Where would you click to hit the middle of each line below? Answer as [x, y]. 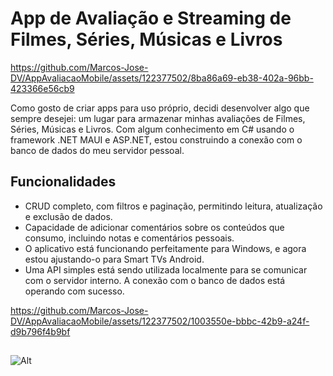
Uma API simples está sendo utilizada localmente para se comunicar [166, 269]
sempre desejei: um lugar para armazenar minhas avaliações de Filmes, [158, 118]
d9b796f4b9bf [40, 331]
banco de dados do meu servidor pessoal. [97, 150]
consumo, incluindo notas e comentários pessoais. [129, 238]
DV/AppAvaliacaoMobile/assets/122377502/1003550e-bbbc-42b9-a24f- [160, 321]
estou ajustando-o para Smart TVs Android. [114, 259]
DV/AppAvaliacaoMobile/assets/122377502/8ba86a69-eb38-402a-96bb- [162, 78]
